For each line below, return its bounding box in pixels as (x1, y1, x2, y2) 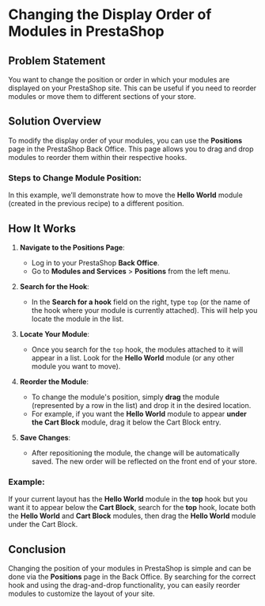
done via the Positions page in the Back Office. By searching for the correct (8, 572, 256, 581)
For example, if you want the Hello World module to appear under (31, 409, 248, 418)
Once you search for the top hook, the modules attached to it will (31, 345, 244, 354)
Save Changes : (19, 433, 71, 442)
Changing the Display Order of (8, 6, 212, 24)
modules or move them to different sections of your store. (8, 92, 196, 101)
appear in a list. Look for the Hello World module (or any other (31, 353, 235, 362)
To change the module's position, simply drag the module (31, 392, 220, 402)
